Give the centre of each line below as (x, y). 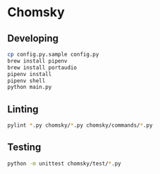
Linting (23, 109)
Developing (33, 38)
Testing (24, 148)
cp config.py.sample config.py (53, 54)
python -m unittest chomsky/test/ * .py (64, 163)
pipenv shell (26, 81)
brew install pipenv (38, 61)
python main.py (30, 87)
